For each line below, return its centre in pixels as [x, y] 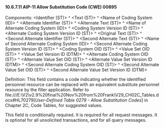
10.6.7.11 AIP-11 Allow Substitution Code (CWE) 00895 [61, 7]
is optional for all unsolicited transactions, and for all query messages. [76, 120]
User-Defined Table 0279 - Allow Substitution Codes [88, 100]
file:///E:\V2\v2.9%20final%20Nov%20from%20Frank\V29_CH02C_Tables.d [82, 95]
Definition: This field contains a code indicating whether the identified [75, 79]
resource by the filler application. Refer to [47, 90]
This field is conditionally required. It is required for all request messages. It [81, 115]
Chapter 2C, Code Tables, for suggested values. [54, 105]
